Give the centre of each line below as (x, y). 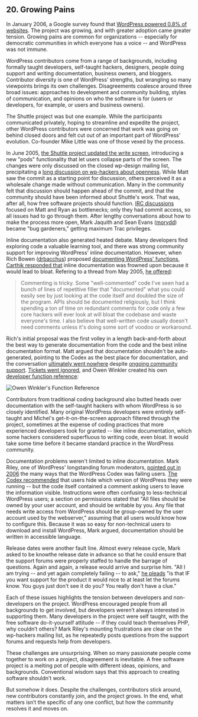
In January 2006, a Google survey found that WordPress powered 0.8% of (97, 24)
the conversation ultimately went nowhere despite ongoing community (92, 363)
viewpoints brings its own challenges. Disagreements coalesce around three (99, 86)
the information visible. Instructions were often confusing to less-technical (97, 492)
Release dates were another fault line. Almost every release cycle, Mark (93, 548)
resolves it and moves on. (38, 708)
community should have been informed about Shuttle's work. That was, (93, 197)
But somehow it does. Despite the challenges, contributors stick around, (94, 689)
